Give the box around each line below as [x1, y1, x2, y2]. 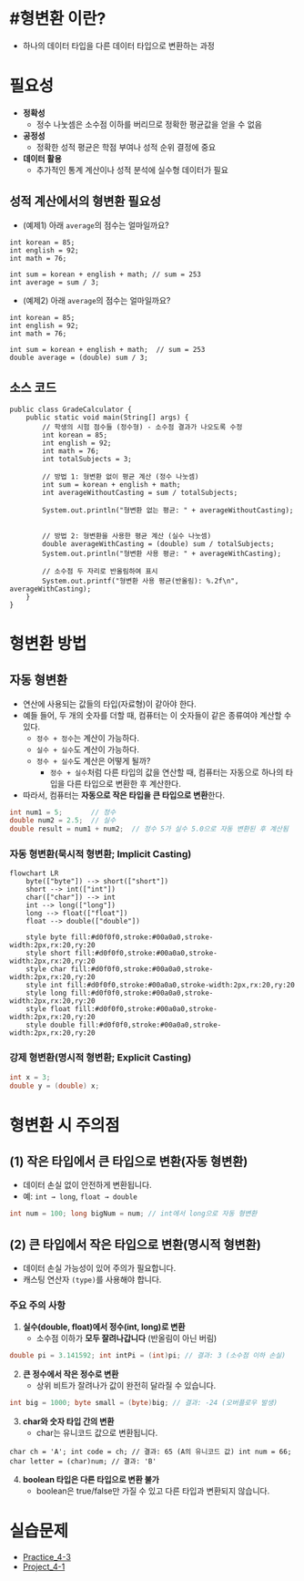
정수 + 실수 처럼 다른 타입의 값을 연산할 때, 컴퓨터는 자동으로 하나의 [49, 767, 284, 778]
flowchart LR [9, 869, 59, 878]
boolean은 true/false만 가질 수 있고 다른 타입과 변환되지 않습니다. [35, 1485, 270, 1496]
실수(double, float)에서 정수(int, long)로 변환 [22, 1321, 186, 1332]
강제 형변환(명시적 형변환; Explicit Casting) [9, 1051, 192, 1064]
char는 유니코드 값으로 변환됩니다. [35, 1428, 158, 1439]
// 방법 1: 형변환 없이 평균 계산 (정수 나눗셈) [42, 471, 199, 481]
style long [25, 988, 67, 998]
